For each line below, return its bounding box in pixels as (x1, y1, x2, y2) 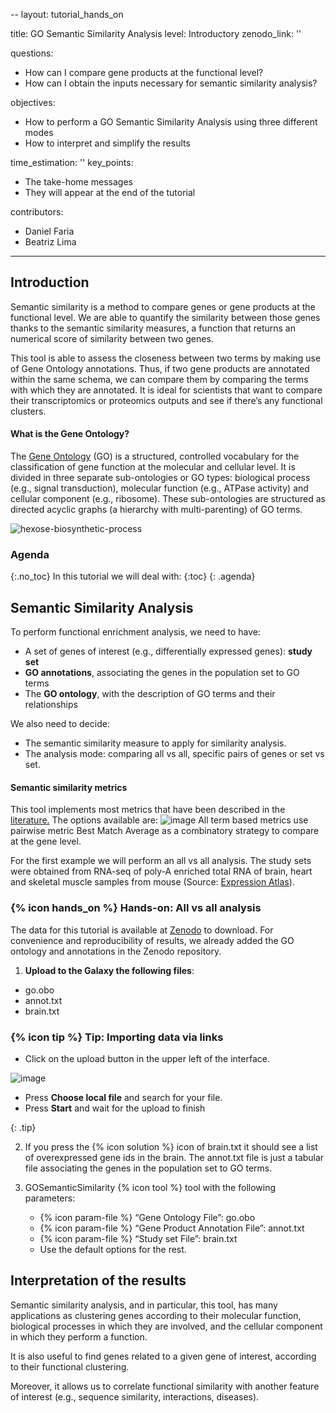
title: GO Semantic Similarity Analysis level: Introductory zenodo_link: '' (10, 28, 302, 39)
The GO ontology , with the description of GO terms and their (24, 688, 276, 700)
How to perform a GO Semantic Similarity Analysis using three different (24, 116, 318, 128)
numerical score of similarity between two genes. (10, 332, 214, 344)
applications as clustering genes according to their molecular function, (10, 1309, 302, 1321)
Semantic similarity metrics (10, 781, 128, 793)
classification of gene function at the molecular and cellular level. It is (10, 461, 296, 473)
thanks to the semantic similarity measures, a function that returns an (10, 322, 297, 334)
